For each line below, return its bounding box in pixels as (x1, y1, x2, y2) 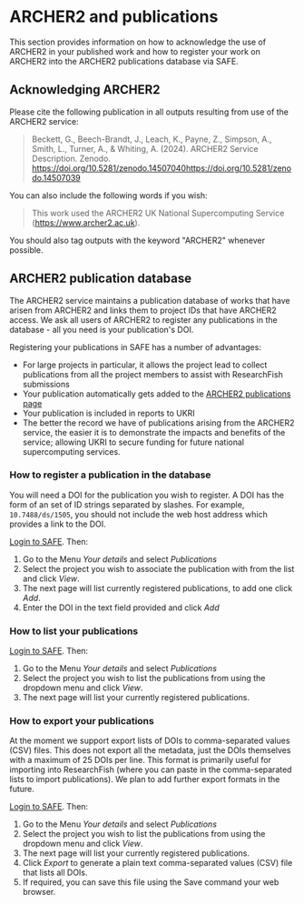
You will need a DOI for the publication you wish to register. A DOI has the (9, 489, 284, 500)
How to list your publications (9, 625, 139, 638)
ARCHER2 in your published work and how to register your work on (9, 45, 260, 56)
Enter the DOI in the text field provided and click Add (22, 602, 220, 613)
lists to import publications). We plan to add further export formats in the (9, 774, 280, 785)
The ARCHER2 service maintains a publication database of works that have (9, 295, 290, 306)
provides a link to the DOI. (9, 518, 106, 529)
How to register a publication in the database (9, 468, 211, 481)
